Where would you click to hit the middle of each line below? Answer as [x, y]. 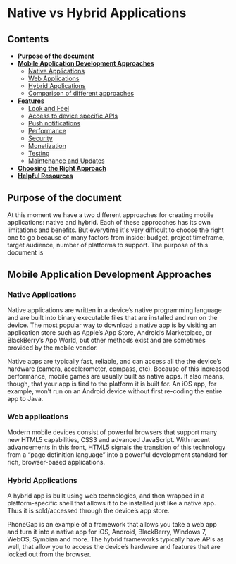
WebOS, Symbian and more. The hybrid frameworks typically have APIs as [116, 539]
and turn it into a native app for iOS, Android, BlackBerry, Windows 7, [107, 532]
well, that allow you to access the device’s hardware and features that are [114, 547]
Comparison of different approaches [81, 93]
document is [25, 252]
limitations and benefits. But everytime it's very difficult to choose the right [116, 230]
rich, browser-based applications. [56, 462]
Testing [39, 153]
